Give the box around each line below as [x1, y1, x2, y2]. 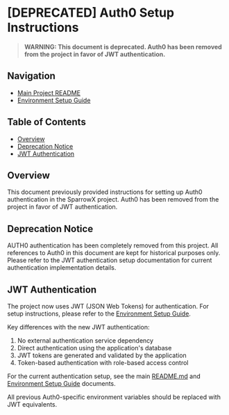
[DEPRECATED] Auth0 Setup [7, 5, 175, 21]
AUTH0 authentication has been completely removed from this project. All [7, 241, 219, 250]
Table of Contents [7, 116, 87, 128]
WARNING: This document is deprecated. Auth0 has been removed [24, 42, 222, 51]
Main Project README [17, 88, 81, 97]
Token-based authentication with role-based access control [17, 359, 189, 366]
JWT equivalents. [7, 400, 58, 408]
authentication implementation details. [7, 263, 117, 272]
